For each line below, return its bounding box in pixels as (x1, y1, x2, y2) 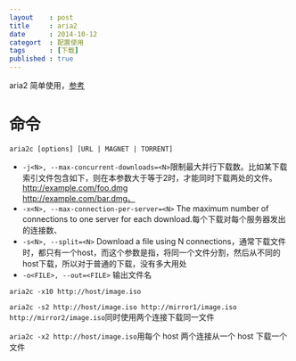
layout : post (9, 12, 74, 22)
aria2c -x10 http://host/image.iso (9, 287, 142, 296)
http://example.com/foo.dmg (21, 182, 128, 193)
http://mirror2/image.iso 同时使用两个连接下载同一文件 (9, 311, 215, 322)
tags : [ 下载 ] (9, 46, 79, 55)
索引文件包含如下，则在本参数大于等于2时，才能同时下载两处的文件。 (21, 172, 278, 183)
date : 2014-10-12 (9, 29, 98, 38)
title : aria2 (9, 21, 78, 30)
